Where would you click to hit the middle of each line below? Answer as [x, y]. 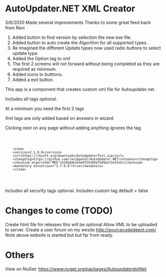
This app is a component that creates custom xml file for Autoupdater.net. [81, 89]
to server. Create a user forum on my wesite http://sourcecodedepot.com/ [81, 230]
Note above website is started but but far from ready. [59, 235]
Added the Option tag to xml [41, 58]
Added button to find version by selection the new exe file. [72, 37]
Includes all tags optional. [31, 99]
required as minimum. [34, 69]
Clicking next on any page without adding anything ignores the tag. [74, 128]
